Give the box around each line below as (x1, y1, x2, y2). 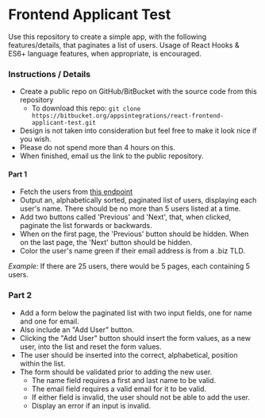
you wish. (19, 134, 52, 144)
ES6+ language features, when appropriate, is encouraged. (8, 48, 202, 58)
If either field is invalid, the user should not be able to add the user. (31, 392, 251, 402)
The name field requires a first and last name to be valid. (31, 375, 217, 385)
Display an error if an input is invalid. (31, 401, 152, 410)
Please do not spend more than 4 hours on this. (19, 143, 176, 153)
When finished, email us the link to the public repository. (19, 151, 204, 161)
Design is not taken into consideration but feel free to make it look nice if (19, 126, 257, 136)
